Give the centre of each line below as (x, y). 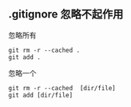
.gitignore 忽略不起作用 (66, 14)
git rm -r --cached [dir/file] (62, 88)
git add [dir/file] (41, 95)
